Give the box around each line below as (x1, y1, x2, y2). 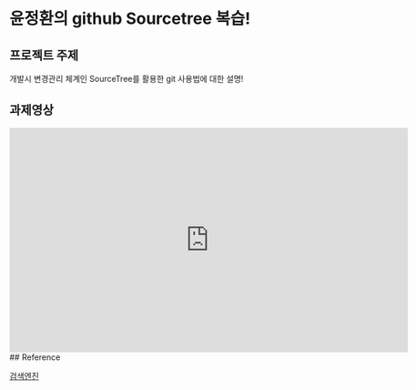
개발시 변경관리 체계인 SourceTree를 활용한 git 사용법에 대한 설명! (9, 74, 244, 84)
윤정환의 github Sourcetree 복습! (9, 8, 251, 29)
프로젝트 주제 (9, 47, 79, 63)
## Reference (9, 352, 61, 363)
